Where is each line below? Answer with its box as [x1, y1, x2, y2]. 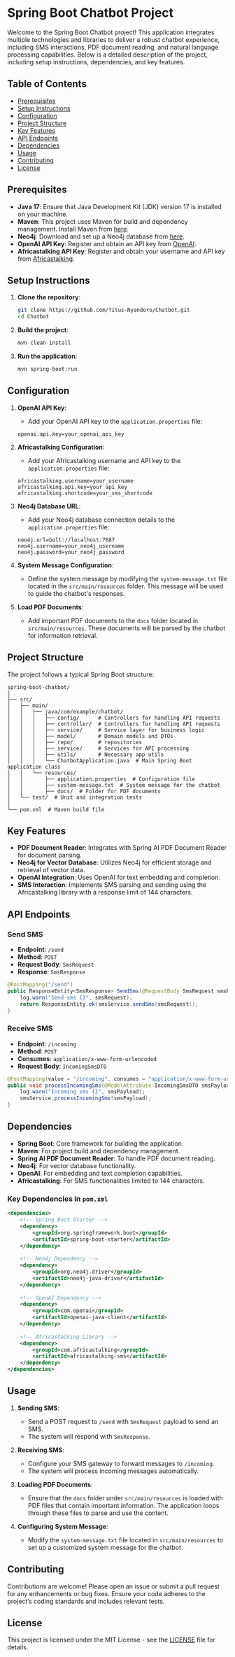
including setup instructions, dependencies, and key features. [7, 57, 185, 66]
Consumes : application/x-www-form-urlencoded [17, 1054, 157, 1062]
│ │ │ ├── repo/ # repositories [7, 739, 142, 746]
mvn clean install [17, 339, 71, 347]
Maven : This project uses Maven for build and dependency [17, 217, 188, 225]
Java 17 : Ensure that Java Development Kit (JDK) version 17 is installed [17, 202, 222, 211]
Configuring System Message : [17, 1522, 108, 1530]
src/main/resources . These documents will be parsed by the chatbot [27, 624, 226, 632]
